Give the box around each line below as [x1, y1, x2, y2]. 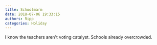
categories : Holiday [5, 21, 47, 26]
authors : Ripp [5, 16, 34, 21]
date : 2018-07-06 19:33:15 [5, 12, 60, 17]
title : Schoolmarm [5, 7, 43, 12]
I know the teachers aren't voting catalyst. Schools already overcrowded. [5, 34, 153, 40]
